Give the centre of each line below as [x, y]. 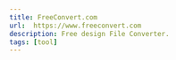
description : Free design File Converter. [89, 34]
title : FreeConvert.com [54, 17]
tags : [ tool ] [34, 42]
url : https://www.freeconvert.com [75, 26]
